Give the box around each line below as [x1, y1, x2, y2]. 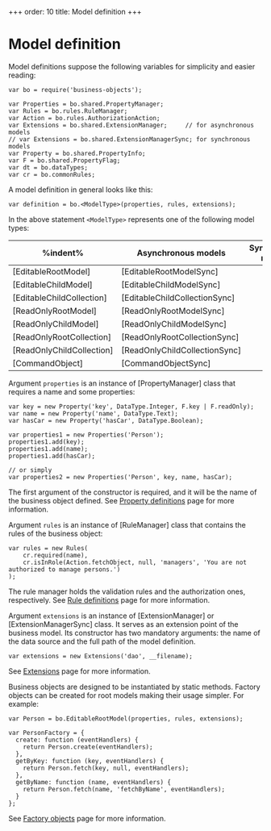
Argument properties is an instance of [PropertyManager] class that [8, 378, 236, 388]
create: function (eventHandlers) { [15, 736, 139, 744]
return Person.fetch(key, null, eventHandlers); [23, 764, 190, 772]
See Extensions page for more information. [8, 666, 151, 676]
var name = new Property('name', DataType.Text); [8, 409, 179, 418]
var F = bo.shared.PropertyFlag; [8, 157, 121, 165]
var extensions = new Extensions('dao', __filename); [8, 652, 194, 660]
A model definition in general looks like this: [8, 185, 153, 194]
